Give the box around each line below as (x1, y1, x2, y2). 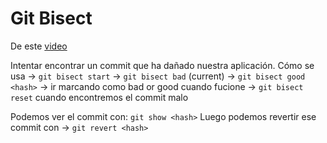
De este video (10, 40, 68, 52)
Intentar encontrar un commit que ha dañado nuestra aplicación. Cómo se (10, 59, 315, 71)
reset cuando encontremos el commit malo (10, 91, 189, 103)
